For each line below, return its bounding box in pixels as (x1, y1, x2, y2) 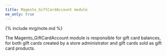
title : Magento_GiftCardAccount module (5, 7, 88, 12)
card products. (5, 45, 36, 51)
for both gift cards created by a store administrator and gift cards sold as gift (5, 40, 162, 46)
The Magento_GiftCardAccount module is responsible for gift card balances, (5, 35, 161, 41)
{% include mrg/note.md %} (5, 25, 63, 31)
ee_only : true (5, 12, 35, 17)
